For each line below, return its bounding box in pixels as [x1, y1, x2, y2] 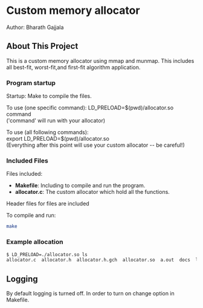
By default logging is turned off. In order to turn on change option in [6, 290, 175, 297]
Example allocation [6, 238, 63, 246]
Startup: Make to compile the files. [6, 92, 92, 100]
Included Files [6, 156, 48, 165]
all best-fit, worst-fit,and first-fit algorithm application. [6, 63, 141, 71]
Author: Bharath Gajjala [6, 24, 64, 31]
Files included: [6, 170, 43, 178]
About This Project [6, 41, 79, 51]
